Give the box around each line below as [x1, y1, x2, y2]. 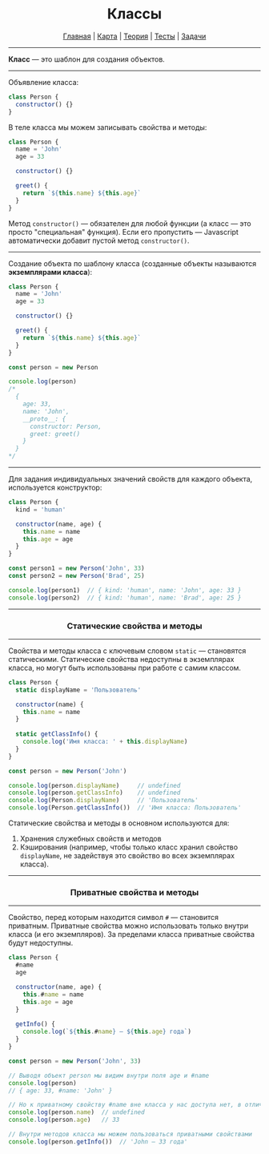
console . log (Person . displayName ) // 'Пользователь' [8, 797, 199, 805]
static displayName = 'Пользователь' [15, 686, 142, 694]
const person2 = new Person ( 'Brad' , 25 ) [8, 572, 146, 580]
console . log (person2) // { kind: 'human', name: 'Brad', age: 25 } [8, 594, 242, 602]
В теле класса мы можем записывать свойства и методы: [8, 122, 207, 132]
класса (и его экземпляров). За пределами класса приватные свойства [8, 930, 255, 939]
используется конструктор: [8, 482, 102, 493]
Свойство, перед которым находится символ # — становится [8, 913, 219, 922]
